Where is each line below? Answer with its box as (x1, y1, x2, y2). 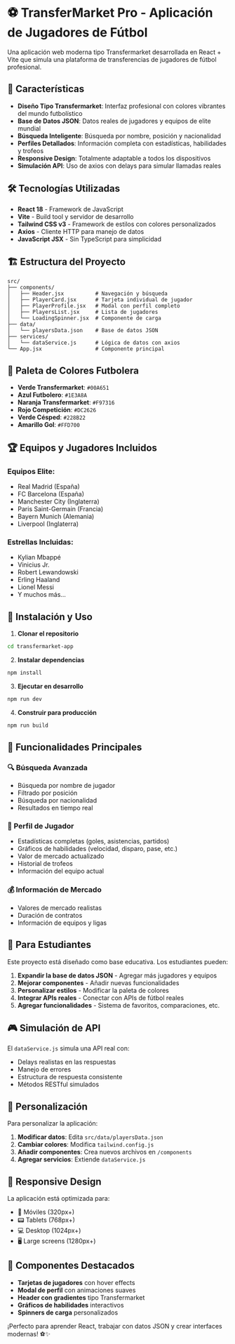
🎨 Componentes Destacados (7, 1260, 135, 1272)
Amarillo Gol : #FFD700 (17, 421, 81, 429)
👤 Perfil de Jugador (7, 822, 74, 831)
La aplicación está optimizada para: (7, 1194, 110, 1203)
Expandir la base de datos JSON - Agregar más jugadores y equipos (17, 971, 217, 980)
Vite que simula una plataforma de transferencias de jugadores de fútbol (7, 55, 217, 63)
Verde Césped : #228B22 (17, 413, 86, 421)
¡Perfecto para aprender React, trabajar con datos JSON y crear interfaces (7, 1322, 222, 1330)
